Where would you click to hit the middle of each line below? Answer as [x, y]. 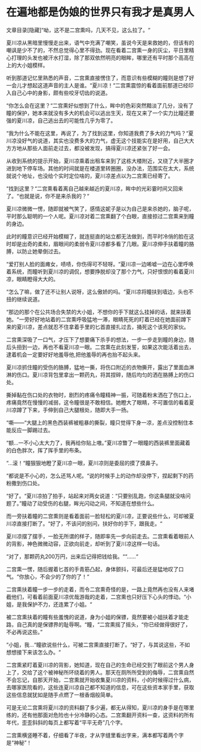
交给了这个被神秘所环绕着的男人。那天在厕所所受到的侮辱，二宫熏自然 [108, 672]
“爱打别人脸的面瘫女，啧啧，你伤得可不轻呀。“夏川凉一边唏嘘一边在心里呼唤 [100, 264]
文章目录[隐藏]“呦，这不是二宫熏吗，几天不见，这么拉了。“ [78, 30]
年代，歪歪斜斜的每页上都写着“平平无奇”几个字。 [66, 722]
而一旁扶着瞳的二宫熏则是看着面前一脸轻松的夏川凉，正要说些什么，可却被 [98, 516]
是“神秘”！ [19, 742]
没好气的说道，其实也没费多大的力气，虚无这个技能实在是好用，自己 [100, 141]
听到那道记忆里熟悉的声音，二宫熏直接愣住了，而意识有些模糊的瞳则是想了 [98, 78]
